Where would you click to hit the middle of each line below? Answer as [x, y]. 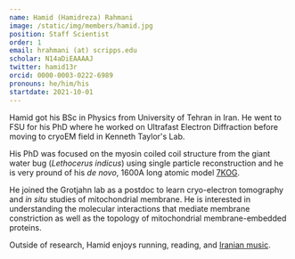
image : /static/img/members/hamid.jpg [81, 26]
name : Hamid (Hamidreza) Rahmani [71, 17]
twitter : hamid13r [43, 68]
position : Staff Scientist [59, 34]
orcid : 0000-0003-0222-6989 [61, 76]
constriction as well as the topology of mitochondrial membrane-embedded [148, 218]
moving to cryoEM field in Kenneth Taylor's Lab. [97, 136]
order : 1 [25, 42]
